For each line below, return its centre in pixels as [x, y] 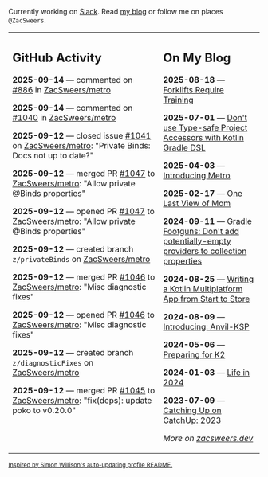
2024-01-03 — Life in [206, 372]
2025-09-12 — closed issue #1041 [82, 135]
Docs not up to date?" [53, 155]
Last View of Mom [197, 203]
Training [178, 100]
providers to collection [205, 251]
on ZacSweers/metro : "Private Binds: [81, 145]
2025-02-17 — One [203, 193]
